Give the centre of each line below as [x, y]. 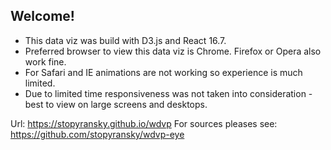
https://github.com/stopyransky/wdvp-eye [97, 134]
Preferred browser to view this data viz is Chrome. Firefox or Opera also [173, 51]
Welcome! [42, 16]
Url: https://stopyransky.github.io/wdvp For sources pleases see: [144, 123]
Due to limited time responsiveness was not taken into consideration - [168, 93]
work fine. [45, 61]
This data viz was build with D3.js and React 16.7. [125, 40]
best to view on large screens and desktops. [116, 104]
